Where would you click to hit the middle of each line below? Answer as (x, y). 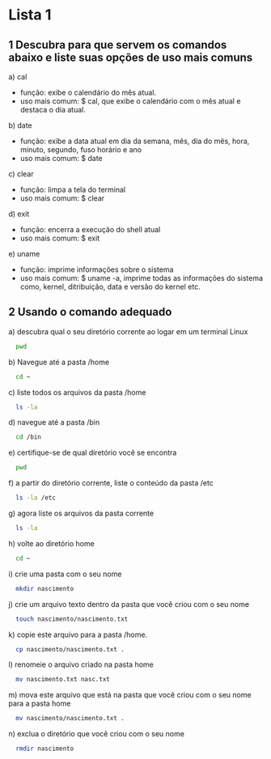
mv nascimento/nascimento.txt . (70, 719)
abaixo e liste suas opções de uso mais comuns (131, 57)
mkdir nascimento (45, 588)
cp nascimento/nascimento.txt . (70, 649)
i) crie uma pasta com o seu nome (65, 574)
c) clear (21, 174)
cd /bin (29, 437)
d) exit (19, 214)
